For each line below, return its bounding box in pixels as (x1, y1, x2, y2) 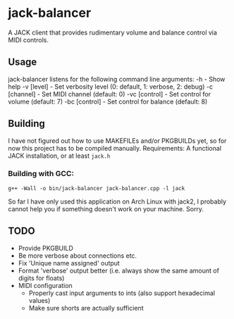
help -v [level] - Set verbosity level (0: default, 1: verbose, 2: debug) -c (8, 82, 214, 91)
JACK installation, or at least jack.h (8, 151, 111, 160)
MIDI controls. (8, 35, 49, 44)
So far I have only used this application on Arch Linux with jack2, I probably (8, 197, 227, 206)
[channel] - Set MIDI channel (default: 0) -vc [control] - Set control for (8, 89, 211, 98)
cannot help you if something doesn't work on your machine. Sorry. (8, 204, 204, 213)
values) (28, 296, 51, 304)
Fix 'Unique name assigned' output (18, 258, 121, 267)
